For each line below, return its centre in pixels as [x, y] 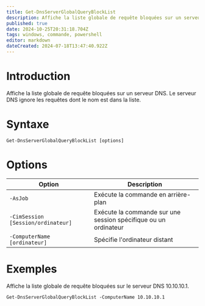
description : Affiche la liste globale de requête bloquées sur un [94, 18]
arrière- [179, 194]
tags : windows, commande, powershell [54, 35]
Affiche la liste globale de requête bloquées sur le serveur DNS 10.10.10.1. [98, 286]
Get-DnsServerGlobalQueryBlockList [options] [65, 140]
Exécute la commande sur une [137, 212]
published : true [27, 23]
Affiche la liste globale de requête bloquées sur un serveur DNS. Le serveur [101, 93]
